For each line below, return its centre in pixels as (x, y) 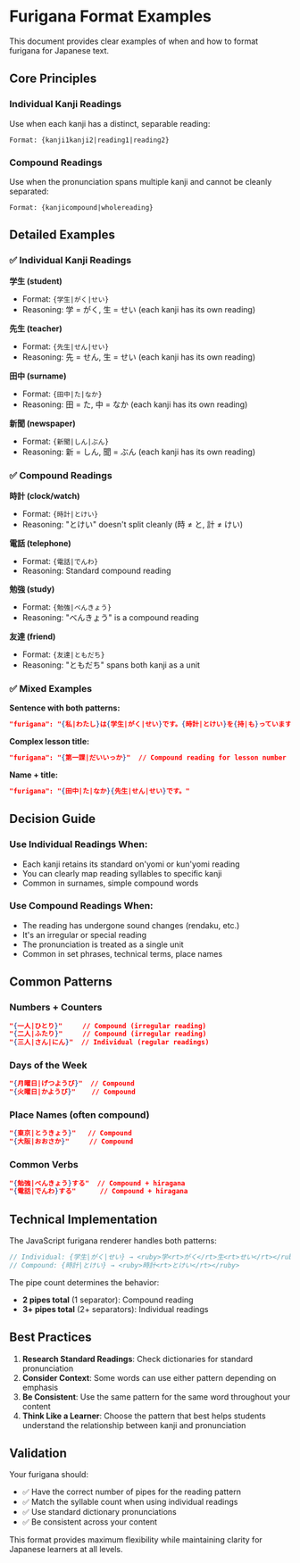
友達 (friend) (33, 636)
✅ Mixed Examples (50, 688)
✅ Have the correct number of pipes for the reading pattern (131, 1492)
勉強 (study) (32, 589)
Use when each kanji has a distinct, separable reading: (110, 123)
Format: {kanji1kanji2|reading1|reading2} (89, 140)
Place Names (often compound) (79, 1115)
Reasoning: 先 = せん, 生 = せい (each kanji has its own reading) (139, 357)
